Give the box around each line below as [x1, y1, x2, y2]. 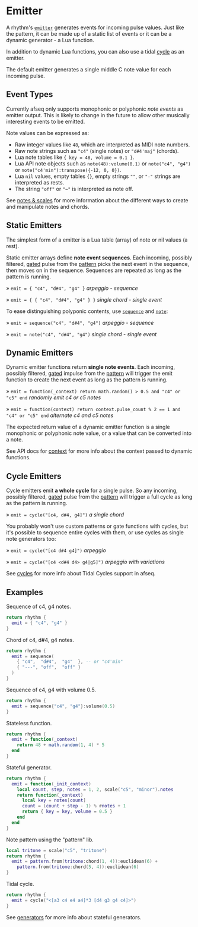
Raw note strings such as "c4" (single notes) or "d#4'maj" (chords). [14, 147, 179, 154]
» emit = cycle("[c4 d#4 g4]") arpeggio [6, 547, 107, 554]
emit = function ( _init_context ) [11, 781, 92, 787]
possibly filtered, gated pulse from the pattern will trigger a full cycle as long [6, 493, 193, 500]
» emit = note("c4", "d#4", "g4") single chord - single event [6, 330, 157, 337]
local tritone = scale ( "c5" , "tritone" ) [6, 847, 108, 853]
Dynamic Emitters [6, 347, 74, 358]
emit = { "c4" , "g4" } [11, 620, 68, 626]
